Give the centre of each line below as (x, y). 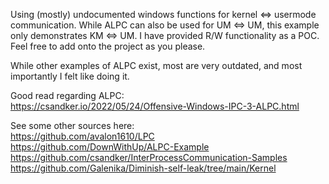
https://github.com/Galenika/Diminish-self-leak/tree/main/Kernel (143, 168)
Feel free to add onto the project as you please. (108, 46)
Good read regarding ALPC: (67, 95)
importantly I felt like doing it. (70, 76)
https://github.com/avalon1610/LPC (82, 136)
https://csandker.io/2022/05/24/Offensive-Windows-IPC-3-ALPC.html (155, 106)
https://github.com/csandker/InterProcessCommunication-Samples (149, 157)
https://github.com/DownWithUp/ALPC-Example (110, 147)
